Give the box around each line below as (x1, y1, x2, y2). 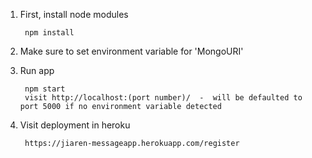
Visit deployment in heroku (19, 119, 131, 131)
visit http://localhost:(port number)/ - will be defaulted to (24, 93, 303, 103)
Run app (19, 65, 55, 76)
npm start (24, 84, 66, 94)
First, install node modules (19, 9, 129, 20)
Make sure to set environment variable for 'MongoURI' (19, 45, 244, 57)
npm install (24, 28, 75, 38)
